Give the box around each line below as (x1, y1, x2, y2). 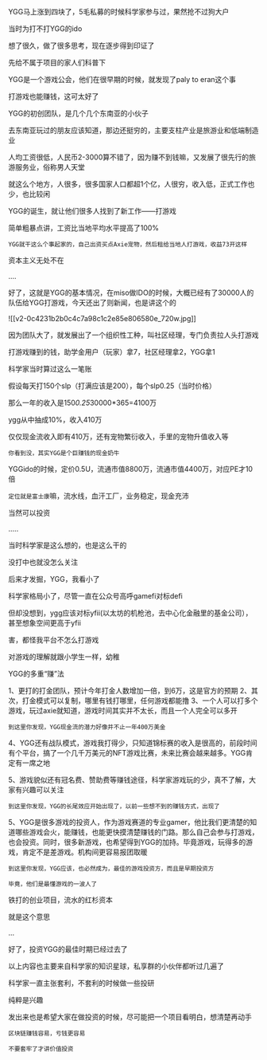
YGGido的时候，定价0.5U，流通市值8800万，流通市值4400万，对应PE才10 (8, 465, 253, 473)
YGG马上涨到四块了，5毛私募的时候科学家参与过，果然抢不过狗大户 (8, 7, 230, 16)
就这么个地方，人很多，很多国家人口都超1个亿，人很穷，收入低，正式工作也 (8, 179, 255, 189)
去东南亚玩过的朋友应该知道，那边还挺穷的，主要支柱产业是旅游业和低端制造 (8, 126, 259, 135)
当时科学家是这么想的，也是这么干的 (8, 540, 127, 550)
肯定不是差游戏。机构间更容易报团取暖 (21, 847, 148, 857)
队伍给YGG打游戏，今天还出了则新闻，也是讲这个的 (8, 298, 176, 307)
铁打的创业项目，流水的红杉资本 (8, 895, 113, 905)
